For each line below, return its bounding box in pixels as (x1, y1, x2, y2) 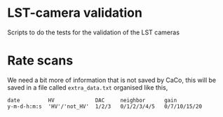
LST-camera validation (7, 5, 142, 21)
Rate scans (7, 53, 74, 69)
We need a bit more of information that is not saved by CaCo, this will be (7, 76, 217, 84)
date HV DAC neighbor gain (7, 97, 177, 104)
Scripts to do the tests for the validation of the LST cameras (7, 28, 180, 36)
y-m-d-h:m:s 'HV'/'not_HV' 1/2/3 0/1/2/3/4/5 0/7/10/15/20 (7, 103, 202, 110)
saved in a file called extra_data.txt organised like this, (7, 83, 168, 92)
